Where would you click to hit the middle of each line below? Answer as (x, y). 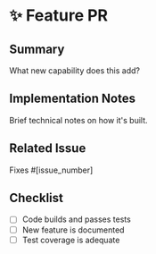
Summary (37, 49)
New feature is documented (73, 230)
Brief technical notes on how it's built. (79, 120)
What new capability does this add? (75, 71)
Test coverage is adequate (71, 240)
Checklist (37, 198)
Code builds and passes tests (76, 219)
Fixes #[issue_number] (51, 170)
